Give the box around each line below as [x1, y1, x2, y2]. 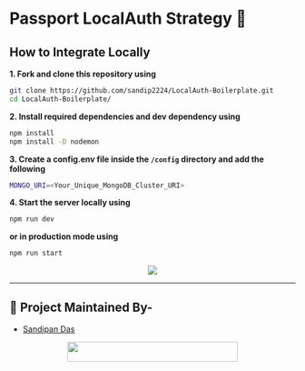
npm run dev [9, 215, 54, 224]
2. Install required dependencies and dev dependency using [9, 111, 241, 122]
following [9, 163, 46, 174]
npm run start [9, 249, 64, 258]
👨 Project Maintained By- [9, 299, 153, 315]
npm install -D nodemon [9, 136, 100, 146]
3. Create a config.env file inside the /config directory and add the [9, 154, 265, 165]
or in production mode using [9, 231, 119, 242]
